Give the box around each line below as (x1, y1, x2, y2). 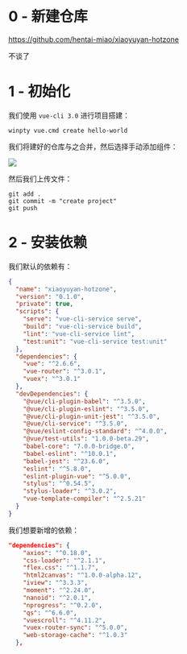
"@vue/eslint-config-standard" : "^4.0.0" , (23, 428, 168, 436)
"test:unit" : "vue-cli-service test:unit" (23, 337, 168, 346)
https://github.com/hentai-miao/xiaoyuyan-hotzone (8, 34, 180, 44)
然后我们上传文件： (8, 174, 73, 184)
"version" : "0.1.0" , (15, 292, 85, 300)
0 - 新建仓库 (8, 7, 89, 26)
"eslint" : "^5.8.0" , (23, 465, 92, 473)
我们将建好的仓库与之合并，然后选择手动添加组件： (8, 142, 178, 151)
